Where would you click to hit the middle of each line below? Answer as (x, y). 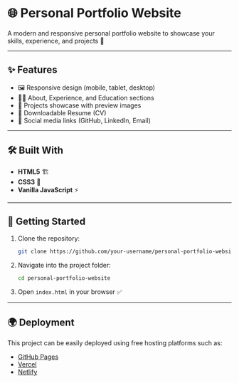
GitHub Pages (38, 357)
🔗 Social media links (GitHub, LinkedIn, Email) (84, 120)
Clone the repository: (49, 238)
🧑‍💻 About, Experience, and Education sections (86, 98)
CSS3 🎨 (29, 182)
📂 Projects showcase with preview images (79, 105)
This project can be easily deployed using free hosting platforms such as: (115, 342)
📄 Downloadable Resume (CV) (62, 112)
